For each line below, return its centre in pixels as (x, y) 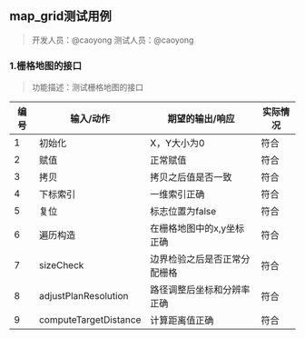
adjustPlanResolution (84, 296)
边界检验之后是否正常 (195, 259)
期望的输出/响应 (201, 119)
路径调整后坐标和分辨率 (200, 290)
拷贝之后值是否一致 (191, 177)
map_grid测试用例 (60, 16)
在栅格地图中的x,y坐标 (197, 228)
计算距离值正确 (182, 321)
